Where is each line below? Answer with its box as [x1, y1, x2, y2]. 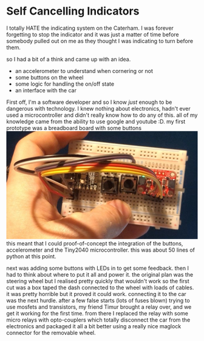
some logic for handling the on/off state [15, 80, 114, 88]
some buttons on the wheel [15, 74, 84, 81]
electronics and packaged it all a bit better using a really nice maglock [6, 322, 182, 329]
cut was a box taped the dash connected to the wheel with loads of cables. [6, 284, 194, 291]
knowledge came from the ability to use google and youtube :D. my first [6, 117, 186, 125]
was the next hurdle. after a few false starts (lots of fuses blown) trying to [6, 297, 190, 304]
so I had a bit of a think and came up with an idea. [6, 55, 131, 63]
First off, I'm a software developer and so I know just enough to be [6, 98, 172, 106]
